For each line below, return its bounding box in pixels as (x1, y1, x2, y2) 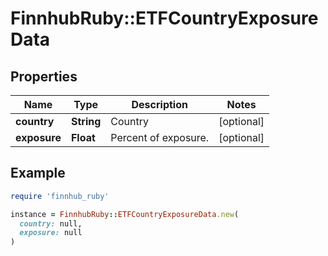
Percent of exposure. (110, 131, 210, 144)
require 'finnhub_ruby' (10, 191, 110, 201)
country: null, (19, 218, 83, 229)
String (70, 115, 102, 128)
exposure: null (19, 228, 83, 238)
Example (10, 165, 66, 182)
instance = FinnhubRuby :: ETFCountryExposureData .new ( (10, 209, 240, 219)
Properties (10, 68, 78, 85)
